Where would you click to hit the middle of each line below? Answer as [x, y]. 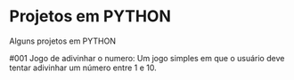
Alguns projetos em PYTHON [63, 41]
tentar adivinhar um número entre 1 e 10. [83, 68]
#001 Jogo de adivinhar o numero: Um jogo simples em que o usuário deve [147, 58]
